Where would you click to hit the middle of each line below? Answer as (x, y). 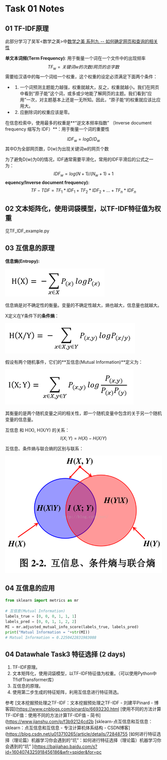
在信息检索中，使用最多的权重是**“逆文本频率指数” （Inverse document (79, 122)
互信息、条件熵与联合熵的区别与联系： (44, 448)
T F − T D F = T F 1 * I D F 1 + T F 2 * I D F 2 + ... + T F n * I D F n (83, 191)
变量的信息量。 (20, 419)
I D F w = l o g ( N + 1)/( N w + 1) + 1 (83, 174)
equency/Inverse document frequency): (47, 182)
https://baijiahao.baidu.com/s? (66, 747)
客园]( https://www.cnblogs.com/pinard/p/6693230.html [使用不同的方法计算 (83, 709)
